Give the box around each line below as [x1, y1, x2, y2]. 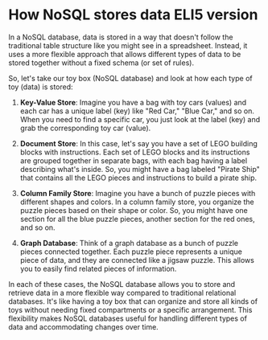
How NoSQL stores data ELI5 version [8, 6, 258, 24]
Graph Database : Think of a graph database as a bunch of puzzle [19, 238, 239, 248]
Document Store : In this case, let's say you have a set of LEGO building [19, 138, 258, 148]
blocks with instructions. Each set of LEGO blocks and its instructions [19, 147, 250, 157]
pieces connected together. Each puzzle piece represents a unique [19, 247, 243, 256]
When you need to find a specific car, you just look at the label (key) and [19, 114, 261, 124]
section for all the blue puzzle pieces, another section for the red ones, [19, 214, 255, 223]
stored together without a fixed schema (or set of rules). [8, 58, 195, 68]
